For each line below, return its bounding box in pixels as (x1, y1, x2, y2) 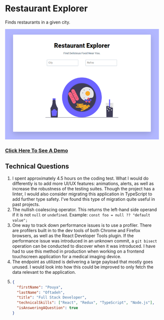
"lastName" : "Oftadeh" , (17, 290, 65, 295)
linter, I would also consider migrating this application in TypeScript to (12, 191, 152, 197)
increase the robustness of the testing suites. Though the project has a (12, 186, 155, 191)
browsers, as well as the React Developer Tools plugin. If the (12, 233, 134, 239)
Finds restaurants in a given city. (5, 19, 71, 25)
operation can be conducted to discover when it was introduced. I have (12, 243, 156, 249)
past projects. (12, 201, 40, 207)
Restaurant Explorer (5, 3, 88, 14)
